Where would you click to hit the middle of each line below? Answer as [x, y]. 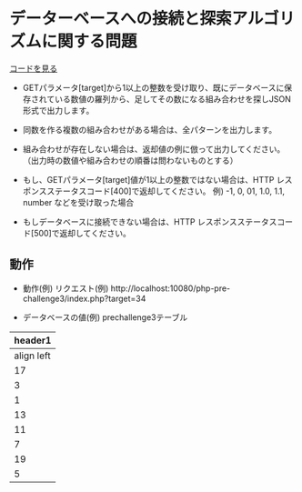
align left [33, 356]
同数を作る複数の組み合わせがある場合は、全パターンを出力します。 [150, 129]
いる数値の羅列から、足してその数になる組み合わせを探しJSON [172, 99]
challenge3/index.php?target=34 [84, 298]
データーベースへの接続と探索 [121, 19]
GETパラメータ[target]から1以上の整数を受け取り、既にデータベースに [153, 87]
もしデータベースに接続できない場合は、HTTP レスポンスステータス [150, 221]
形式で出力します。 [58, 110]
